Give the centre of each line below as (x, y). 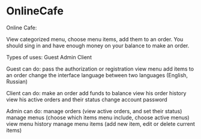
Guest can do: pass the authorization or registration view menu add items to (100, 69)
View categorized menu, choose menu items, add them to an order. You (95, 39)
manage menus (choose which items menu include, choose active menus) (98, 117)
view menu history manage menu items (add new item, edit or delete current (100, 123)
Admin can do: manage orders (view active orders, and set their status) (94, 111)
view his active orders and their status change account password (87, 99)
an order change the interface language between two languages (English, (97, 75)
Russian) (17, 81)
